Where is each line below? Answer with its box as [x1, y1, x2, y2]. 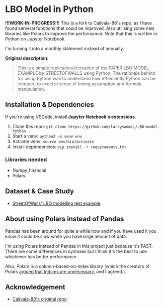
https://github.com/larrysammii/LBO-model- [68, 124, 160, 129]
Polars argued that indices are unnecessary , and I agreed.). [5, 268, 127, 275]
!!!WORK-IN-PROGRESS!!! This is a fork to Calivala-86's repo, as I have [5, 20, 153, 26]
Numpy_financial [12, 167, 46, 173]
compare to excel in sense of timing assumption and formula [17, 81, 142, 87]
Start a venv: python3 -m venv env [12, 133, 82, 139]
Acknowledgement [5, 283, 66, 292]
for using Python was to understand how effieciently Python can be [17, 75, 156, 81]
